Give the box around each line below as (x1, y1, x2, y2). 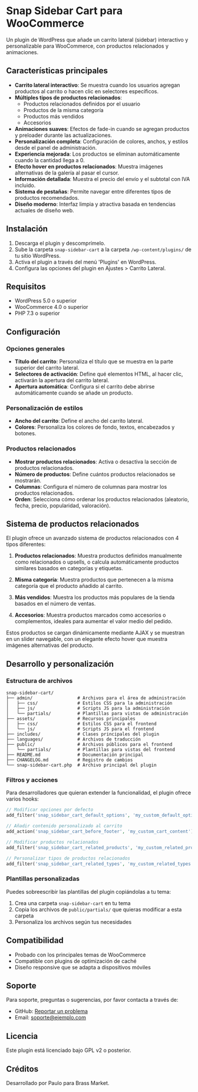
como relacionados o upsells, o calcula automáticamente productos (14, 558, 179, 565)
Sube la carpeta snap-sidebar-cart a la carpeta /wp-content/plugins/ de (14, 246, 192, 253)
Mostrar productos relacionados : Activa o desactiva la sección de (14, 458, 177, 465)
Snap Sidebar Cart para (6, 4, 123, 18)
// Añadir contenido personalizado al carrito (6, 823, 123, 829)
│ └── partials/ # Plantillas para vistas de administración (6, 711, 189, 717)
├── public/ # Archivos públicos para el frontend (6, 742, 173, 748)
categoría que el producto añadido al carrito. (14, 583, 124, 590)
